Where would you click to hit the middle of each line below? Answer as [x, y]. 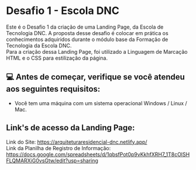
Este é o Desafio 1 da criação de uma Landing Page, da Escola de [85, 27]
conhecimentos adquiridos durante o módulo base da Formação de [87, 39]
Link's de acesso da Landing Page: [71, 128]
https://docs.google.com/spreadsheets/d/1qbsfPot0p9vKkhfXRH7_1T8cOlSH [98, 154]
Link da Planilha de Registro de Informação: [59, 148]
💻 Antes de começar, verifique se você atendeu [96, 77]
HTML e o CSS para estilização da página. [57, 58]
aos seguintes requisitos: [53, 89]
